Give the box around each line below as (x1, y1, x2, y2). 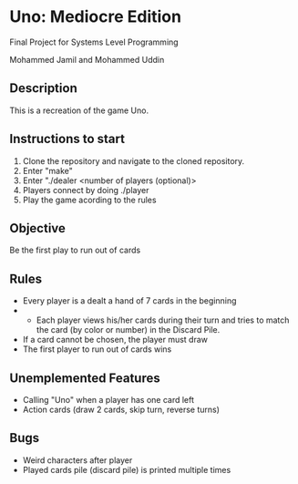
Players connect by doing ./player (22, 184, 149, 195)
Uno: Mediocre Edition (9, 6, 182, 27)
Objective (9, 221, 67, 236)
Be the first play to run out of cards (9, 244, 141, 256)
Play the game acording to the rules (22, 194, 157, 205)
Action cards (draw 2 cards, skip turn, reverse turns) (22, 404, 221, 415)
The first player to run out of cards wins (22, 344, 172, 355)
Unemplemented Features (9, 370, 161, 386)
